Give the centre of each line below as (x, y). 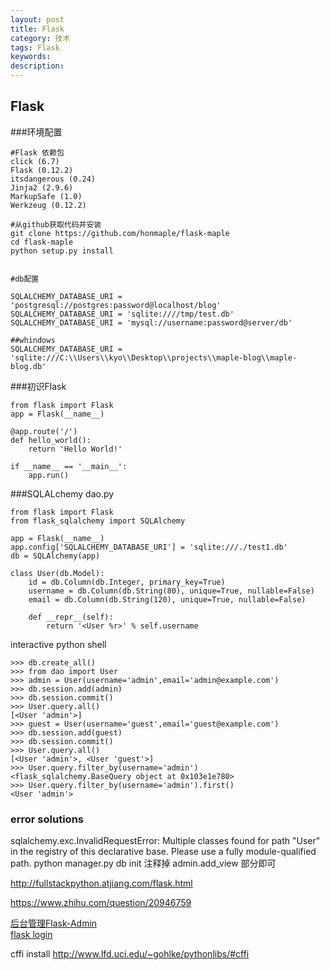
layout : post (37, 19)
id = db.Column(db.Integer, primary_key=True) (127, 582)
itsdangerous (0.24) (53, 179)
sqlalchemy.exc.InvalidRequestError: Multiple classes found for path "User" (165, 841)
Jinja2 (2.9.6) (42, 187)
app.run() (49, 475)
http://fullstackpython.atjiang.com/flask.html (101, 883)
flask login (31, 935)
